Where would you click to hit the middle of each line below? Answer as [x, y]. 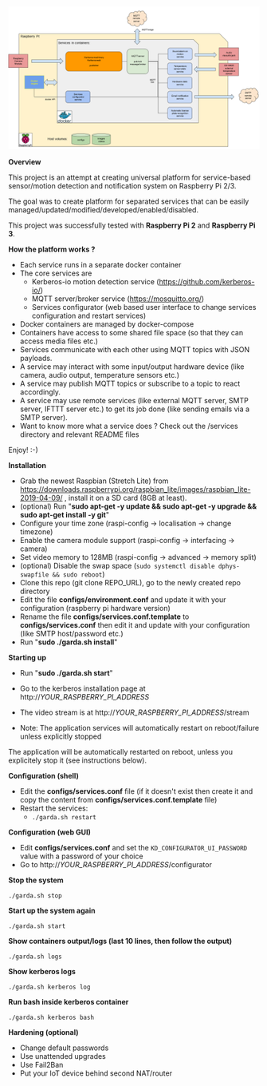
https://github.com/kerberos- [207, 282]
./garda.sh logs [35, 957]
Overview [25, 162]
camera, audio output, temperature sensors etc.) [100, 375]
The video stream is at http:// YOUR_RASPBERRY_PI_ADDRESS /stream [134, 712]
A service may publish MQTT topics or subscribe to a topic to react [130, 384]
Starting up [27, 658]
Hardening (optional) [43, 1032]
